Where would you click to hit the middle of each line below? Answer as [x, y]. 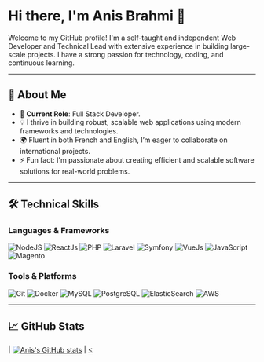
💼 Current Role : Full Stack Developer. [80, 114]
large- [240, 46]
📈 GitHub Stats [46, 326]
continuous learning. [41, 63]
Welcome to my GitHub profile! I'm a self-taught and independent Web [122, 38]
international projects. [55, 151]
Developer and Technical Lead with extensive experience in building [119, 46]
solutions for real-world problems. [75, 171]
